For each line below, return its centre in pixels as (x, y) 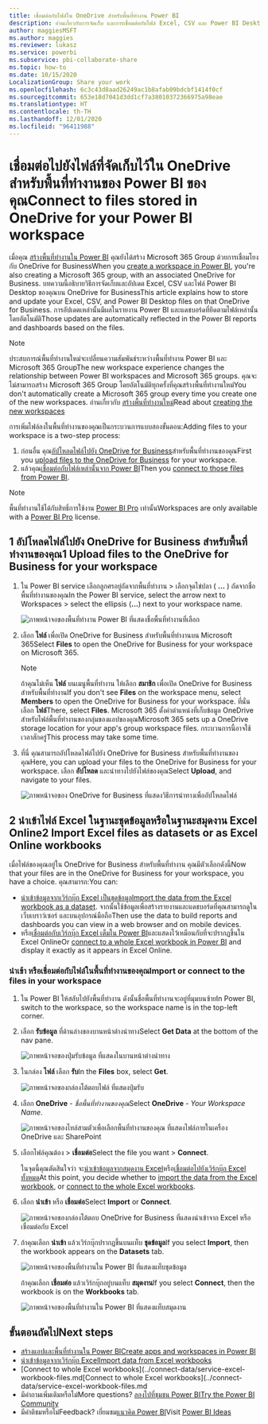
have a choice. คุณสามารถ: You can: (64, 882)
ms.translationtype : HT (49, 104)
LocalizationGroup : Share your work (70, 82)
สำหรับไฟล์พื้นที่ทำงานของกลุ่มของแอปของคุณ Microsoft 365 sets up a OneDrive (134, 719)
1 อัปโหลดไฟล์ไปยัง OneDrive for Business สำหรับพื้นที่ (128, 542)
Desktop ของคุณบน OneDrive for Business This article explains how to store (129, 292)
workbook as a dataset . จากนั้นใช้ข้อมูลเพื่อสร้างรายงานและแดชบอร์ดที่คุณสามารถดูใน (139, 906)
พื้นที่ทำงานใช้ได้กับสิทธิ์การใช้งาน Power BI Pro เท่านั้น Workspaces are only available (133, 508)
